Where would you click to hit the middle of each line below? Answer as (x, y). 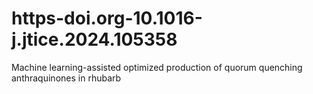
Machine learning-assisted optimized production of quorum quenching (157, 67)
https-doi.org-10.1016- (107, 18)
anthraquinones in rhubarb (66, 78)
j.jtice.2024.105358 (94, 39)
